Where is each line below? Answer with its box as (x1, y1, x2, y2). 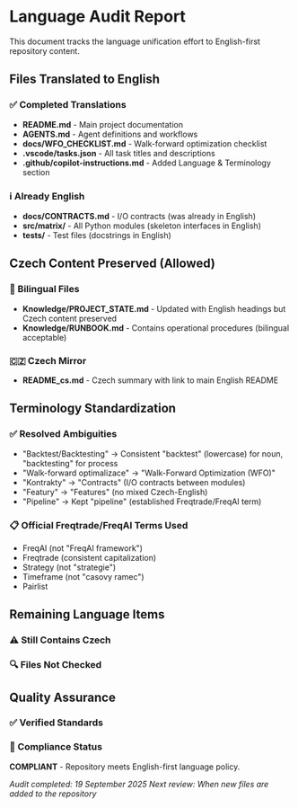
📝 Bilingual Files (9, 283, 80, 296)
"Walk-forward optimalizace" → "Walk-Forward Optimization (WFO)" (22, 467, 276, 478)
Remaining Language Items (9, 607, 165, 622)
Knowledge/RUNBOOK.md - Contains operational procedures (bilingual (22, 322, 290, 333)
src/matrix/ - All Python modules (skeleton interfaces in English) (22, 220, 262, 231)
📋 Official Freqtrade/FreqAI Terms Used (9, 519, 188, 531)
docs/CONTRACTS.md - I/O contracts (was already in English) (22, 210, 256, 221)
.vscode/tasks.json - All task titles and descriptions (22, 147, 215, 158)
